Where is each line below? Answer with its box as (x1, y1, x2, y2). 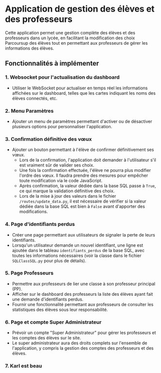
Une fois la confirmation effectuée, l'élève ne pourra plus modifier (19, 168, 151, 173)
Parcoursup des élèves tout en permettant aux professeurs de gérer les (5, 40, 148, 46)
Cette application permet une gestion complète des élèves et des (5, 30, 136, 35)
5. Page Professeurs (5, 270, 54, 276)
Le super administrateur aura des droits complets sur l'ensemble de (12, 340, 147, 346)
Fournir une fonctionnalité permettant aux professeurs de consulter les (12, 301, 154, 307)
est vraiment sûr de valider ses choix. (19, 162, 95, 168)
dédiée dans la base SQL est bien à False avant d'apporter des (19, 203, 145, 209)
